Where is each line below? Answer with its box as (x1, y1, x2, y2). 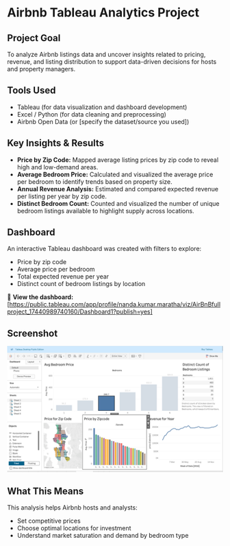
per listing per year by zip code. (16, 192, 107, 200)
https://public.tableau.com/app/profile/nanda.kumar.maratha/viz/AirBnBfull (9, 300, 221, 309)
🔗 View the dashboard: (7, 293, 74, 301)
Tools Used (7, 84, 56, 97)
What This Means (7, 485, 84, 497)
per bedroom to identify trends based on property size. (16, 177, 172, 186)
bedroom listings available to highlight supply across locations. (16, 206, 194, 215)
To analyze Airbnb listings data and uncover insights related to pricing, (7, 50, 206, 58)
